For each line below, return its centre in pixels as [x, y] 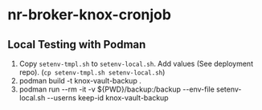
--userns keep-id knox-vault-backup [108, 98]
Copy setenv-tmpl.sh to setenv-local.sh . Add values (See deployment [136, 63]
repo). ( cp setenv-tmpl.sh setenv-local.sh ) [92, 72]
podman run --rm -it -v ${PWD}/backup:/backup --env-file [117, 89]
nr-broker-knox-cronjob [90, 15]
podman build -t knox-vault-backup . [80, 81]
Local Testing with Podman [77, 45]
